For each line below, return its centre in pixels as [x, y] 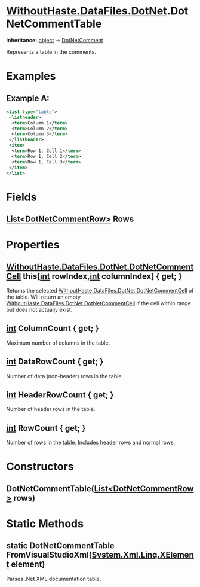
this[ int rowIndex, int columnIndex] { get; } [103, 276]
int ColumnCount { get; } [53, 328]
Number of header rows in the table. [51, 409]
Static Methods [45, 524]
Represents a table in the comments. [51, 51]
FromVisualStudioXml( [49, 555]
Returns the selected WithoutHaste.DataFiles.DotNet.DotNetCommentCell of [100, 291]
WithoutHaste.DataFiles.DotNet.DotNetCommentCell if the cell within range [99, 303]
